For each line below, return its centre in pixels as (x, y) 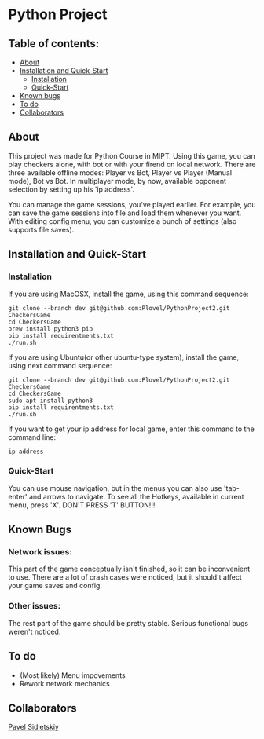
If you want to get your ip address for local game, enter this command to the (132, 429)
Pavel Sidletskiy (33, 727)
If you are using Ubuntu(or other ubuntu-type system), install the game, (124, 357)
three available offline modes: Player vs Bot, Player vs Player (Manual (120, 172)
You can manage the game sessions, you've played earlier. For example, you (132, 204)
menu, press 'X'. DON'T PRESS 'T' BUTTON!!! (82, 505)
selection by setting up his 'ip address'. (71, 189)
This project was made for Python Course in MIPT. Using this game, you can (132, 155)
